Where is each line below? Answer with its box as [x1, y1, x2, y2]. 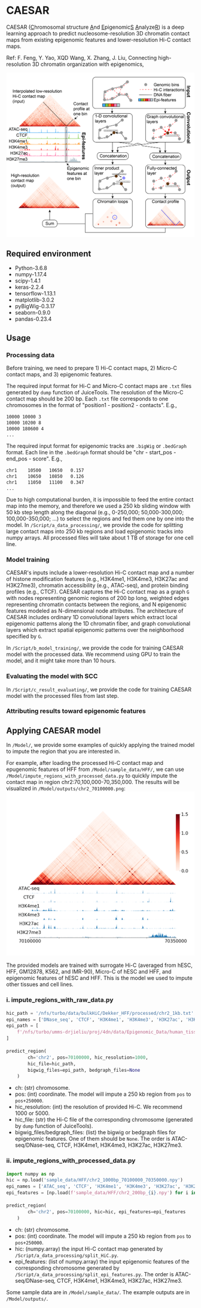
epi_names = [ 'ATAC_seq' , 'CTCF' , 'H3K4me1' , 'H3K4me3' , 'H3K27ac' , [6, 1183, 181, 1190]
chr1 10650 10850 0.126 [6, 473, 84, 480]
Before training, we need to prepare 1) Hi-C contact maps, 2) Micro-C [6, 364, 178, 372]
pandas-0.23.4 [14, 315, 52, 323]
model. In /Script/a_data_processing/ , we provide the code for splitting [6, 521, 184, 528]
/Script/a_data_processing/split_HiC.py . [14, 1251, 118, 1259]
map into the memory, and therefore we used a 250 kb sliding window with [6, 502, 191, 510]
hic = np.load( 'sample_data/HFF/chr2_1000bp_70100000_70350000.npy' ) [6, 1177, 184, 1183]
